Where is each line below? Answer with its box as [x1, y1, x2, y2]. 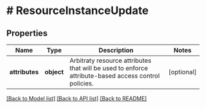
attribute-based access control [69, 71, 160, 80]
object [45, 68, 64, 76]
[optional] [168, 68, 197, 76]
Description [98, 46, 134, 54]
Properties [6, 28, 48, 38]
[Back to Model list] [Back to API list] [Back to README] [6, 95, 147, 102]
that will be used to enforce [69, 64, 148, 72]
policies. [69, 79, 94, 87]
